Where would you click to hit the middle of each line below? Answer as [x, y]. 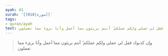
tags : [11, 19]
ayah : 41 [14, 10]
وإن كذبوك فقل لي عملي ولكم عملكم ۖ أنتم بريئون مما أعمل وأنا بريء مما [85, 42]
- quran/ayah [19, 24]
